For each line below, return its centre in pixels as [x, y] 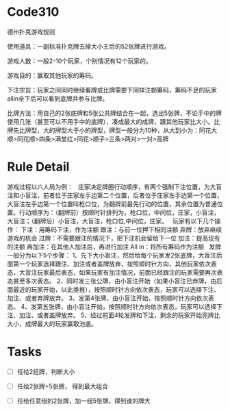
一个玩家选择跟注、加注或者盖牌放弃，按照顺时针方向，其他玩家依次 [115, 264]
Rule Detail [38, 167]
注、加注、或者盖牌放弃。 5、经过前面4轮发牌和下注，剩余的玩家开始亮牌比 [114, 315]
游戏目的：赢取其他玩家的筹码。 [52, 75]
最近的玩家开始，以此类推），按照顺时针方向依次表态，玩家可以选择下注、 [116, 289]
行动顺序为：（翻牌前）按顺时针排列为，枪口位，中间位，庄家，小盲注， [119, 212]
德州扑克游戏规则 [31, 32]
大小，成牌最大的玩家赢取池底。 [52, 323]
